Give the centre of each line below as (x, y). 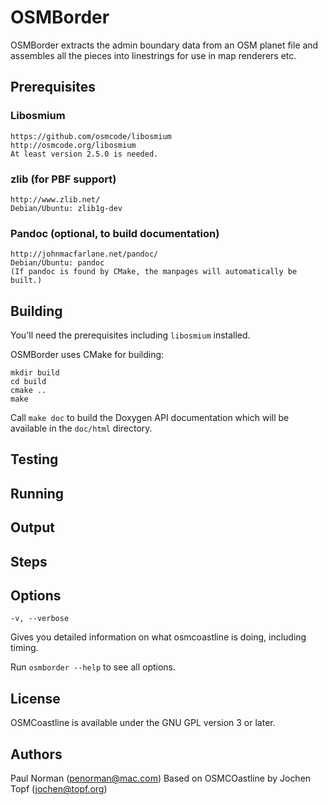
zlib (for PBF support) (63, 179)
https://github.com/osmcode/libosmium (91, 136)
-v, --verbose (40, 619)
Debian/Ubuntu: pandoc (57, 263)
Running (37, 493)
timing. (24, 648)
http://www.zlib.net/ (55, 199)
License (35, 698)
